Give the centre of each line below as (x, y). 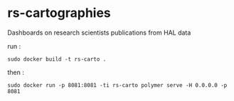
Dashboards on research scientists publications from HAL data (99, 32)
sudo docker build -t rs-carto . (57, 59)
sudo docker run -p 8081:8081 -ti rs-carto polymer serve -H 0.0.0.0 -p (117, 85)
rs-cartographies (59, 13)
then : (16, 72)
